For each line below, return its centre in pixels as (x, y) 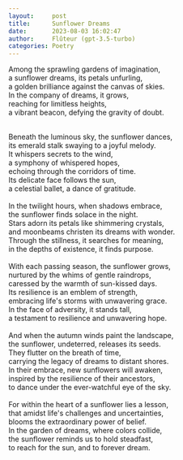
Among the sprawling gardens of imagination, (84, 69)
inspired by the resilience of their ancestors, (82, 379)
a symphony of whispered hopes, (64, 163)
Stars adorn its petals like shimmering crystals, (86, 223)
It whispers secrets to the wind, (61, 154)
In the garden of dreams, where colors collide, (85, 431)
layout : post (38, 16)
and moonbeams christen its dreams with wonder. (92, 232)
